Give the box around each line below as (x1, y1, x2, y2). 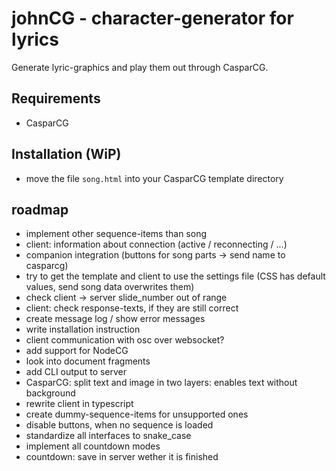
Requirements (11, 90, 101, 107)
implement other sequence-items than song (25, 228, 208, 240)
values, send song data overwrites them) (25, 281, 195, 293)
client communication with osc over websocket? (25, 334, 225, 346)
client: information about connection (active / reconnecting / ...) (25, 238, 288, 251)
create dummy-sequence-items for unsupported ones (25, 408, 249, 421)
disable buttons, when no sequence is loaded (25, 419, 214, 431)
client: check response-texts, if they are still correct (25, 302, 239, 314)
